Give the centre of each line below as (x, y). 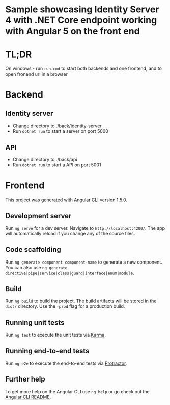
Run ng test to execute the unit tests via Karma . (55, 335)
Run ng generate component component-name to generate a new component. (84, 262)
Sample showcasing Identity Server (82, 9)
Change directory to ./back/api (45, 159)
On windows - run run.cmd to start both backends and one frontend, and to (83, 69)
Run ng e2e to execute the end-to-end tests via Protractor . (66, 363)
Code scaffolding (33, 249)
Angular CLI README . (28, 397)
